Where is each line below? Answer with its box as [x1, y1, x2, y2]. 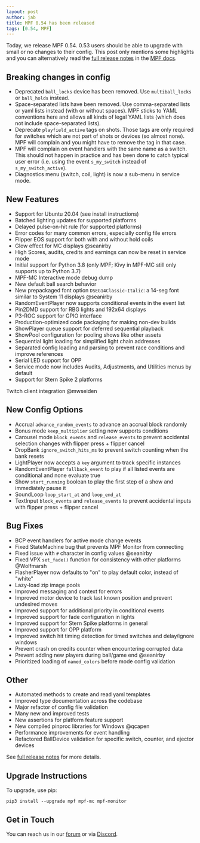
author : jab [6, 14, 36, 20]
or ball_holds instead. [14, 94, 70, 102]
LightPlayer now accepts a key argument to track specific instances [14, 459, 181, 466]
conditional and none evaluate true [14, 472, 100, 479]
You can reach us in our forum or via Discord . [6, 830, 118, 838]
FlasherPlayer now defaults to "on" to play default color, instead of [14, 569, 179, 576]
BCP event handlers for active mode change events [14, 537, 141, 544]
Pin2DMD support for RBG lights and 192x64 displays [14, 306, 146, 313]
